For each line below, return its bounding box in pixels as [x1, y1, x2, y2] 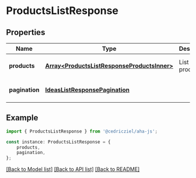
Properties [6, 27, 45, 37]
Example [6, 113, 38, 123]
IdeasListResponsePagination [45, 86, 130, 94]
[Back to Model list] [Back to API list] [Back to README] [6, 166, 140, 173]
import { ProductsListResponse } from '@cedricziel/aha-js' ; [6, 128, 158, 134]
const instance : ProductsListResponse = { [6, 139, 111, 145]
